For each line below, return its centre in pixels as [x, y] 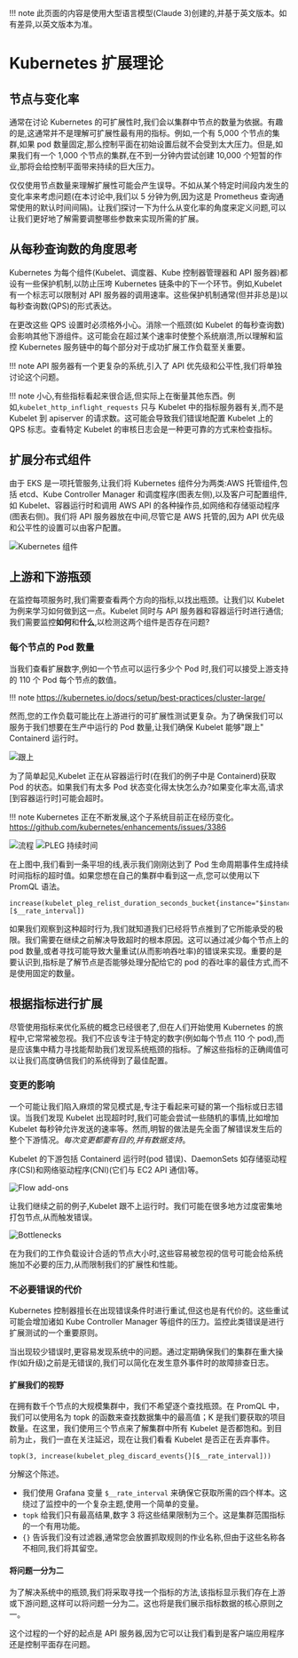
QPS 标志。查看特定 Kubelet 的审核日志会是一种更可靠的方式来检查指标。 [143, 429]
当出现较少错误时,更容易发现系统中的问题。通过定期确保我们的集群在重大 [143, 1352]
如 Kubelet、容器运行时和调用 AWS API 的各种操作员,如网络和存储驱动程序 [145, 505]
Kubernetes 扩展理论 [86, 64]
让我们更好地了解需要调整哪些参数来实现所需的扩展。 [106, 219]
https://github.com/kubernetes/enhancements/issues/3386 [118, 827]
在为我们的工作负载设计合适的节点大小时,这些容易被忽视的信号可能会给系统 [146, 1253]
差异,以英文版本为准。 [57, 24]
